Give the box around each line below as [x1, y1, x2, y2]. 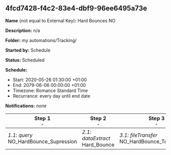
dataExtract [82, 135, 110, 142]
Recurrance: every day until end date [12, 92, 91, 99]
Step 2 [90, 114, 107, 121]
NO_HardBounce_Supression [8, 138, 77, 145]
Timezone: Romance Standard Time [12, 87, 88, 94]
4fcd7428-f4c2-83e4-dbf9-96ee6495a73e [5, 4, 148, 13]
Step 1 [34, 114, 51, 121]
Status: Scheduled [5, 57, 45, 63]
